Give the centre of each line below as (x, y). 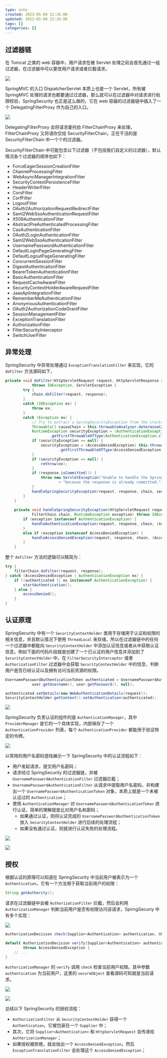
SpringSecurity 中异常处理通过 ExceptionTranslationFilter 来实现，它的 (80, 365)
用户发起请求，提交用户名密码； (45, 766)
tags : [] (14, 24)
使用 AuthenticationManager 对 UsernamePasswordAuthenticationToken (83, 804)
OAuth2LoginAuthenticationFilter (46, 235)
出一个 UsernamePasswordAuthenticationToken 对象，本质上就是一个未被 (85, 791)
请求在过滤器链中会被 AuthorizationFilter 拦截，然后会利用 (67, 903)
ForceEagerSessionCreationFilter (46, 166)
